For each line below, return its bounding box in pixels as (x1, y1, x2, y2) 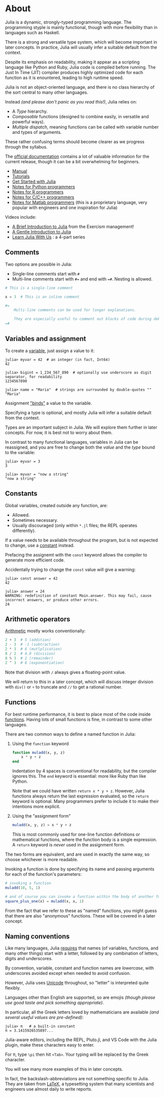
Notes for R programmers (12, 189, 64, 195)
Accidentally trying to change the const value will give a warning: (5, 566, 136, 572)
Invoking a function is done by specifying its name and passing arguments (5, 866, 155, 872)
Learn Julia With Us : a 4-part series (12, 234, 85, 240)
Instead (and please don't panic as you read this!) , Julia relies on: (5, 99, 137, 104)
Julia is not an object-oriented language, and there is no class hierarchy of (5, 84, 155, 90)
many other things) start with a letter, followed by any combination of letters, (5, 950, 159, 956)
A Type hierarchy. (12, 108, 48, 114)
